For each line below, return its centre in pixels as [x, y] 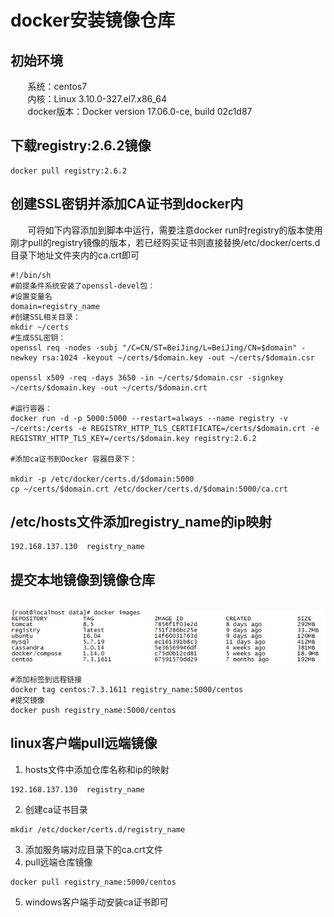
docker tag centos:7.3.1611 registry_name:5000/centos [127, 689]
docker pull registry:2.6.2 [69, 171]
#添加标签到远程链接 [46, 679]
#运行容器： [31, 408]
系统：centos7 [57, 86]
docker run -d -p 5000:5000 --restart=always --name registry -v [149, 418]
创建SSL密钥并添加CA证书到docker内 [127, 204]
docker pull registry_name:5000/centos [93, 882]
